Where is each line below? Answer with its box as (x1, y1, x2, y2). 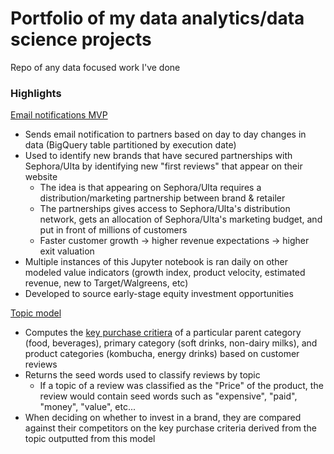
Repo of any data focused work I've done (10, 61, 181, 73)
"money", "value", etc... (39, 401, 137, 413)
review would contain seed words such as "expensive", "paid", (39, 390, 298, 402)
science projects (10, 28, 152, 51)
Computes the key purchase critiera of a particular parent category (24, 327, 302, 339)
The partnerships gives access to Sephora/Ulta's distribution (39, 203, 291, 215)
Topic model (10, 307, 62, 319)
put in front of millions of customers (39, 224, 188, 236)
